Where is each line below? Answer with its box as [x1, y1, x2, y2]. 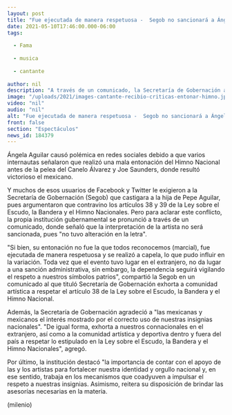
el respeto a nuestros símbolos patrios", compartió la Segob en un [7, 273, 195, 281]
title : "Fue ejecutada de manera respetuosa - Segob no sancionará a [7, 17, 215, 23]
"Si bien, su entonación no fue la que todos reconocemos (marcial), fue [7, 243, 211, 252]
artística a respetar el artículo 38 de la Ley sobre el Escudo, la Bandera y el [7, 287, 220, 296]
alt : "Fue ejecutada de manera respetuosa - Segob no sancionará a [7, 112, 209, 119]
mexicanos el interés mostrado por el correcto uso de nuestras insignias [7, 315, 213, 324]
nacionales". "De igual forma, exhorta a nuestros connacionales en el [7, 323, 204, 331]
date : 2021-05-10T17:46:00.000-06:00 [7, 23, 116, 30]
